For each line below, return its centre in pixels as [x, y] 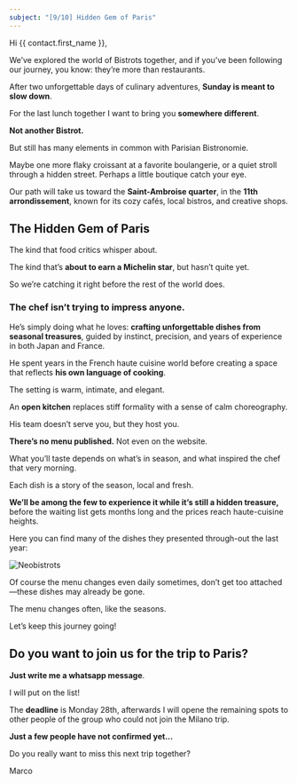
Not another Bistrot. [47, 130]
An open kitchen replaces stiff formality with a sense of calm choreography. [148, 407]
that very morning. [43, 468]
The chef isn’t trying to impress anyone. [97, 307]
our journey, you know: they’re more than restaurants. [107, 69]
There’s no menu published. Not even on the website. [109, 441]
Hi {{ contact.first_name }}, [59, 43]
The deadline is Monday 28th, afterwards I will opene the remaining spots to [149, 709]
